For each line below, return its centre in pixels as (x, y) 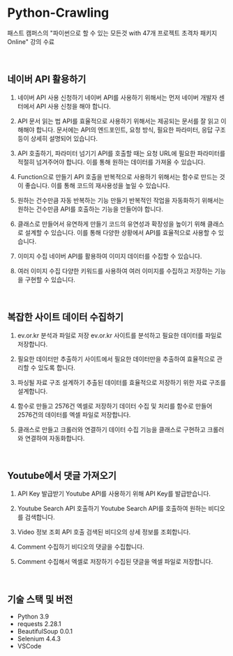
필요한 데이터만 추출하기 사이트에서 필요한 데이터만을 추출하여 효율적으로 (116, 359)
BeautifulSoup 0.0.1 (45, 632)
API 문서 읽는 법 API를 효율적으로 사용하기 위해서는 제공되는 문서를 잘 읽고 (118, 121)
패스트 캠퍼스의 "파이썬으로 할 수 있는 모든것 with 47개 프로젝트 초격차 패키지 (112, 33)
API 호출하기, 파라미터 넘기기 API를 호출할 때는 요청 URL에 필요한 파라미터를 (121, 153)
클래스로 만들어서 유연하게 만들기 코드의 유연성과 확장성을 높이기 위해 (111, 224)
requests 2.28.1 (39, 624)
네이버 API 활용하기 (47, 79)
